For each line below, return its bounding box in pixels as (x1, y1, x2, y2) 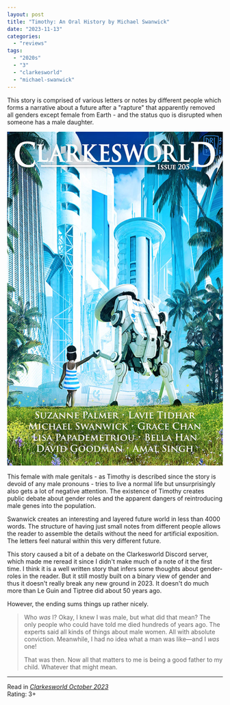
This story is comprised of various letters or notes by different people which (7, 96, 222, 104)
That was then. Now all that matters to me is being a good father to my (23, 656, 223, 664)
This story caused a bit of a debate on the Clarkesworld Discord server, (7, 550, 209, 558)
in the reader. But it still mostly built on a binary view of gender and (23, 572, 212, 580)
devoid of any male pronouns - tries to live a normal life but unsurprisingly (7, 479, 216, 487)
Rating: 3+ (7, 690, 36, 698)
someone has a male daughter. (7, 117, 94, 126)
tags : (7, 47, 23, 54)
